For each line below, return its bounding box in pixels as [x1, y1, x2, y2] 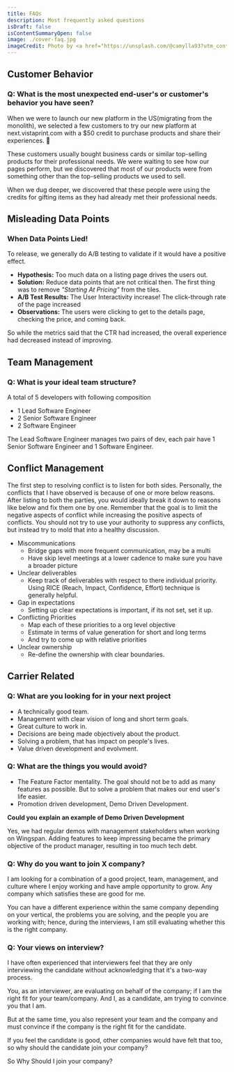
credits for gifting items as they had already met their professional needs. [7, 192, 217, 201]
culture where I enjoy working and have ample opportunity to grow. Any [7, 882, 212, 891]
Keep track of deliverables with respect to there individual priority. [27, 576, 218, 584]
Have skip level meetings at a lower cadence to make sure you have [27, 554, 223, 562]
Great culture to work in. [17, 722, 88, 730]
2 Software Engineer [17, 421, 77, 430]
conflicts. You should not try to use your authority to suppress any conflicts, [7, 518, 225, 527]
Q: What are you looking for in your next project [7, 691, 171, 701]
